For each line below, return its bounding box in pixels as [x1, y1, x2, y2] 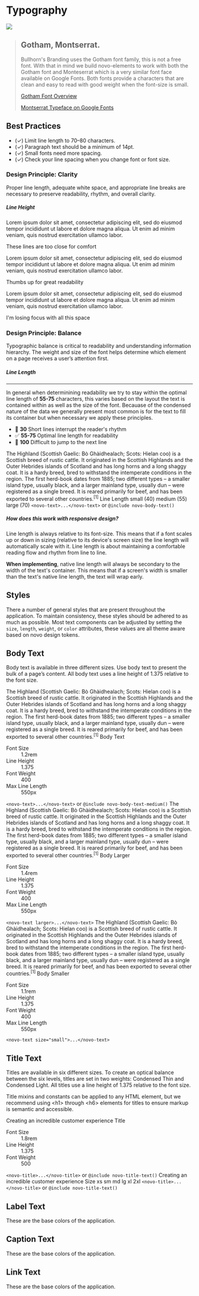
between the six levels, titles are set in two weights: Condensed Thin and [6, 1075, 184, 1083]
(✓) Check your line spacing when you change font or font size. [14, 155, 171, 163]
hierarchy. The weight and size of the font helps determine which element [6, 349, 187, 356]
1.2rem [21, 751, 37, 758]
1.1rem [21, 988, 36, 995]
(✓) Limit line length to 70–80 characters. [14, 137, 115, 144]
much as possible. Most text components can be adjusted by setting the [6, 618, 182, 625]
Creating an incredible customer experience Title [6, 1117, 126, 1124]
